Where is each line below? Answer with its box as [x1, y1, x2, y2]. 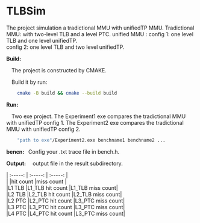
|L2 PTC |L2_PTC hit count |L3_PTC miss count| [6, 197, 125, 204]
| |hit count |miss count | [6, 178, 67, 185]
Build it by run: [11, 78, 48, 86]
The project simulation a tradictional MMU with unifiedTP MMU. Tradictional [6, 24, 195, 31]
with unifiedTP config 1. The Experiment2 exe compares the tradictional [6, 119, 184, 126]
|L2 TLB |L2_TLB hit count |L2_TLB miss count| [6, 190, 122, 198]
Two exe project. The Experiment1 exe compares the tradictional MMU [11, 113, 186, 120]
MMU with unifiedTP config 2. [6, 125, 81, 133]
